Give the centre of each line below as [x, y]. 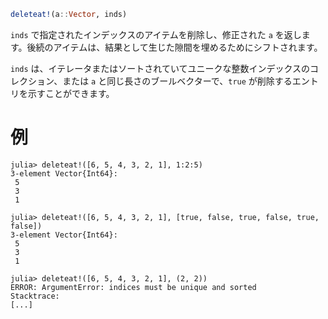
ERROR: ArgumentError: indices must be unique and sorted [133, 287]
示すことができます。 [71, 93]
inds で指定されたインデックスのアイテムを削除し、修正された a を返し [156, 34]
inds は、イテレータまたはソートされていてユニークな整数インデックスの [160, 68]
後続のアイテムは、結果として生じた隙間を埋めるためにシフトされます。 [174, 47]
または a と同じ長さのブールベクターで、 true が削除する [177, 81]
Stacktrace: [35, 296]
